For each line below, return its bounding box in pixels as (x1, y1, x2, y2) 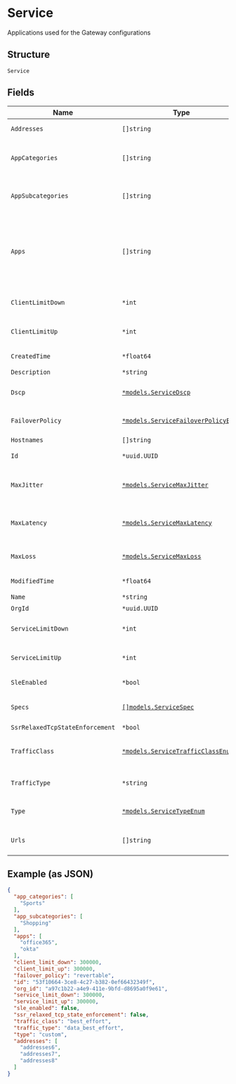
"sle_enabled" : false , (13, 1005, 80, 1012)
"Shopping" (20, 919, 52, 927)
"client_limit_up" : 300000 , (13, 965, 96, 973)
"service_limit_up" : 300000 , (13, 998, 99, 1006)
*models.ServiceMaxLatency (122, 518, 212, 527)
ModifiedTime (11, 577, 55, 585)
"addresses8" (20, 1057, 58, 1064)
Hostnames (11, 436, 44, 444)
